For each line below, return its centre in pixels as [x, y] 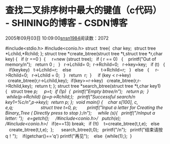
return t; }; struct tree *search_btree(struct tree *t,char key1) [98, 86]
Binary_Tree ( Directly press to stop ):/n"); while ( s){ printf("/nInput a [80, 113]
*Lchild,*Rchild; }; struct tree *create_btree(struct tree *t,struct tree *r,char [84, 53]
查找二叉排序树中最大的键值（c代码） [83, 10]
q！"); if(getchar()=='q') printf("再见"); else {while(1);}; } [69, 136]
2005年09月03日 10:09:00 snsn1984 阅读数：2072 [57, 38]
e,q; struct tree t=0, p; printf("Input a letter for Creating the [84, 107]
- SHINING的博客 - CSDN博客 [66, 23]
